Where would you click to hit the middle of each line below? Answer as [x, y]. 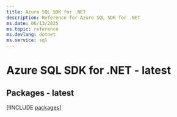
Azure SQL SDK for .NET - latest [89, 70]
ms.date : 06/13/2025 [33, 23]
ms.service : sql [27, 40]
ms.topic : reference [33, 29]
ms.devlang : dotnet [31, 35]
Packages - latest [40, 93]
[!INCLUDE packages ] [34, 108]
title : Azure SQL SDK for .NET [46, 12]
